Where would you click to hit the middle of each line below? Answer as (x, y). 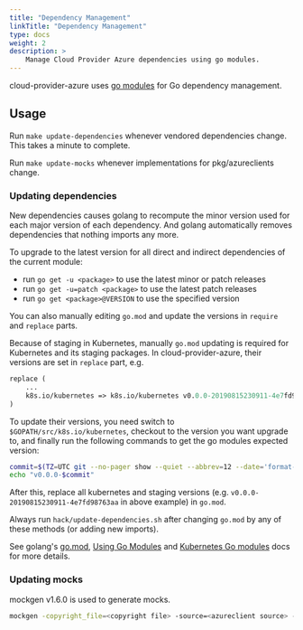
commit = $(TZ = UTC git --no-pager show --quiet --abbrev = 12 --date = (137, 466)
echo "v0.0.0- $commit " (52, 475)
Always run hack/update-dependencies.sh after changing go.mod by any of (146, 520)
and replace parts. (44, 325)
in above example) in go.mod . (174, 502)
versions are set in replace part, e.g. (77, 362)
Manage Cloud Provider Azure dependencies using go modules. (142, 60)
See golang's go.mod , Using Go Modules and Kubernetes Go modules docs (150, 547)
